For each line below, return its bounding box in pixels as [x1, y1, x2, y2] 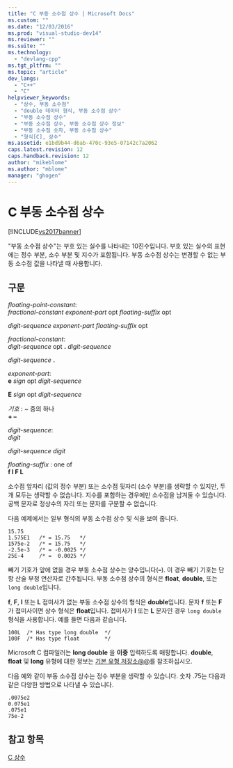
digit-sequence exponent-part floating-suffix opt [8, 322, 148, 330]
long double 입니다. [8, 583, 61, 592]
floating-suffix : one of [8, 460, 72, 469]
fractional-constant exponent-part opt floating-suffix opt [8, 308, 172, 317]
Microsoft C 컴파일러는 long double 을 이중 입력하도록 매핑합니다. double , [8, 648, 214, 657]
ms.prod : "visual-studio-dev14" [8, 29, 102, 37]
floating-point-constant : [8, 301, 77, 309]
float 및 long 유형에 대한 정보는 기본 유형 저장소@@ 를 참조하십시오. [8, 657, 193, 666]
